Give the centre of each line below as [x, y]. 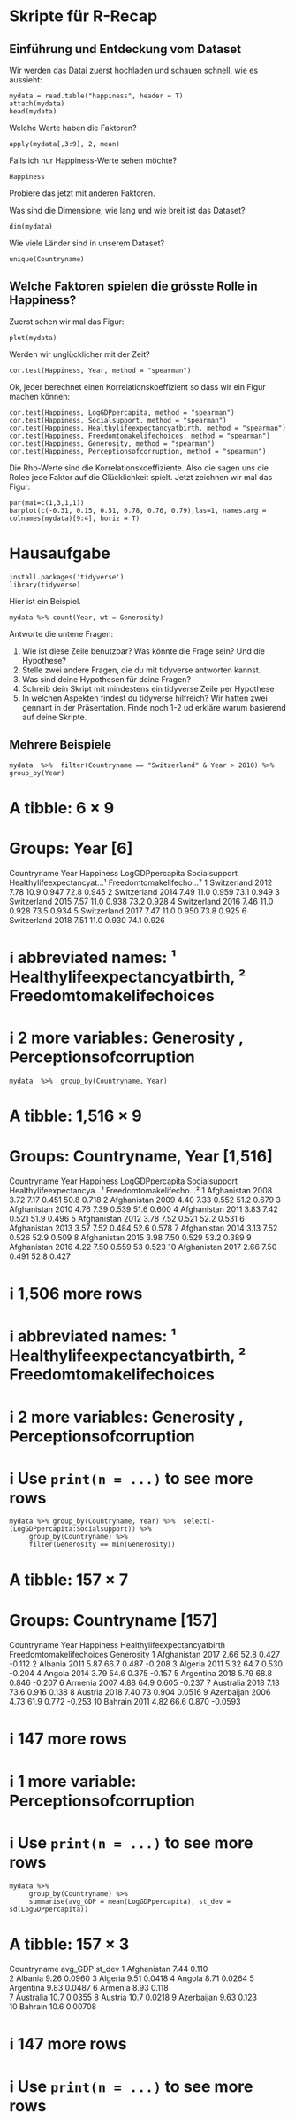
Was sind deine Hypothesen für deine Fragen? [106, 679]
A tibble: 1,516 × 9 [76, 1116]
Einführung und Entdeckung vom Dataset [125, 49]
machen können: [40, 396]
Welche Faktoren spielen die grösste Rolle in [133, 287]
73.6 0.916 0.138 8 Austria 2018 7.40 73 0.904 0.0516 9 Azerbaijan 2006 [140, 1692]
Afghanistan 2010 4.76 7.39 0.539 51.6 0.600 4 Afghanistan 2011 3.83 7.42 [144, 1209]
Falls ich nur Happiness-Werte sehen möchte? [93, 160]
